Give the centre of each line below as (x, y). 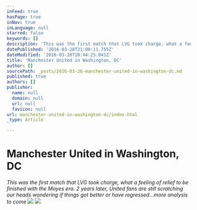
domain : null (28, 98)
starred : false (25, 33)
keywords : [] (23, 38)
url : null (24, 104)
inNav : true (21, 22)
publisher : (20, 87)
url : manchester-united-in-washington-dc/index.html (72, 114)
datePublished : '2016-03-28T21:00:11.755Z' (61, 50)
